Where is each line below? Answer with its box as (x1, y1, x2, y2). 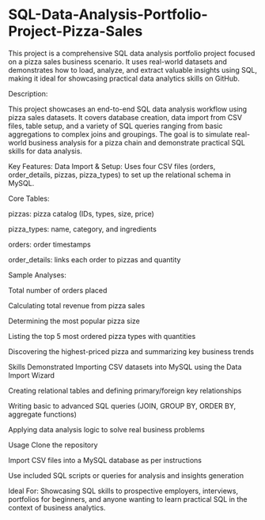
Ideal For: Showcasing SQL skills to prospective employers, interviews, (8, 486, 239, 496)
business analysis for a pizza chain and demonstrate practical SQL (28, 138, 245, 147)
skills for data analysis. (8, 146, 83, 156)
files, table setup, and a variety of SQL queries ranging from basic (8, 121, 223, 130)
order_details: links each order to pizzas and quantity (8, 254, 181, 264)
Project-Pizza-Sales (8, 22, 143, 40)
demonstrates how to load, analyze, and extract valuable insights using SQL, (8, 65, 258, 74)
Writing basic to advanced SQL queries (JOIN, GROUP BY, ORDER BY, (8, 401, 236, 410)
